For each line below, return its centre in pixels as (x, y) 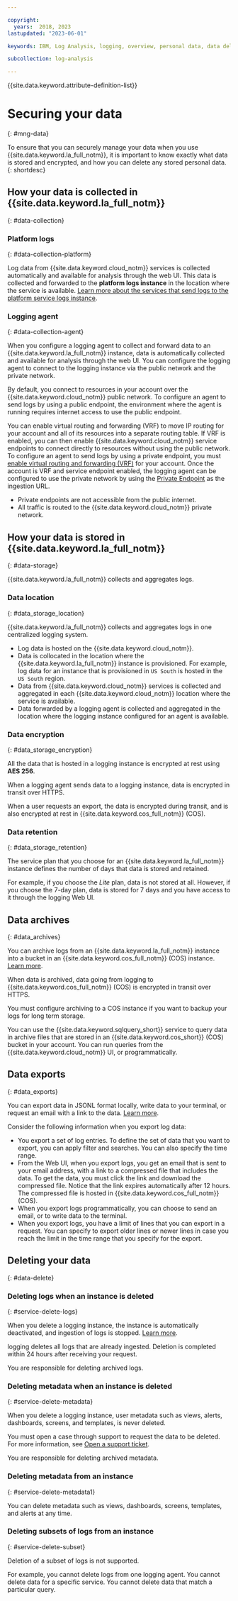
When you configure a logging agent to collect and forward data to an (109, 345)
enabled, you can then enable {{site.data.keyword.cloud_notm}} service (112, 441)
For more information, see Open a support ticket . (79, 1444)
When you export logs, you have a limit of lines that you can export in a (121, 1223)
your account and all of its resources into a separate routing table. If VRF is (117, 433)
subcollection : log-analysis (50, 59)
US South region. (41, 678)
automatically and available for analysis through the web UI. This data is (112, 276)
